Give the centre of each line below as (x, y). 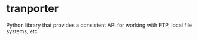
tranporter (32, 9)
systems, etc (22, 31)
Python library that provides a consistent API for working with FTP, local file (99, 25)
